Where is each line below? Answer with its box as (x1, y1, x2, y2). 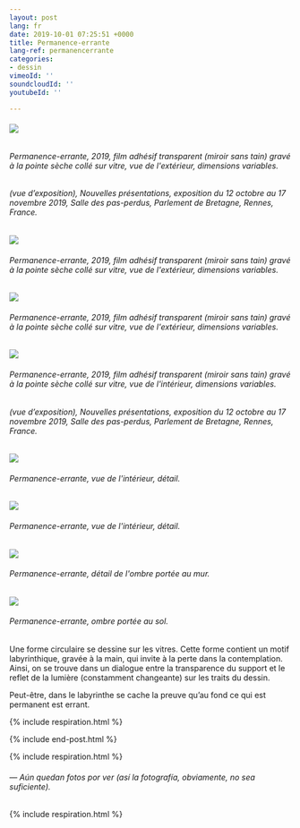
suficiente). (9, 781, 51, 792)
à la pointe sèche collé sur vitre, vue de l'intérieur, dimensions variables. (9, 378, 277, 389)
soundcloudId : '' (9, 80, 74, 89)
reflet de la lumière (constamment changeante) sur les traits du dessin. (9, 672, 270, 683)
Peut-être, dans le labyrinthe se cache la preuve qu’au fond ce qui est (9, 689, 267, 700)
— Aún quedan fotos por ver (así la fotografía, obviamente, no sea (9, 772, 255, 782)
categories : (9, 55, 54, 64)
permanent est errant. (9, 699, 90, 710)
